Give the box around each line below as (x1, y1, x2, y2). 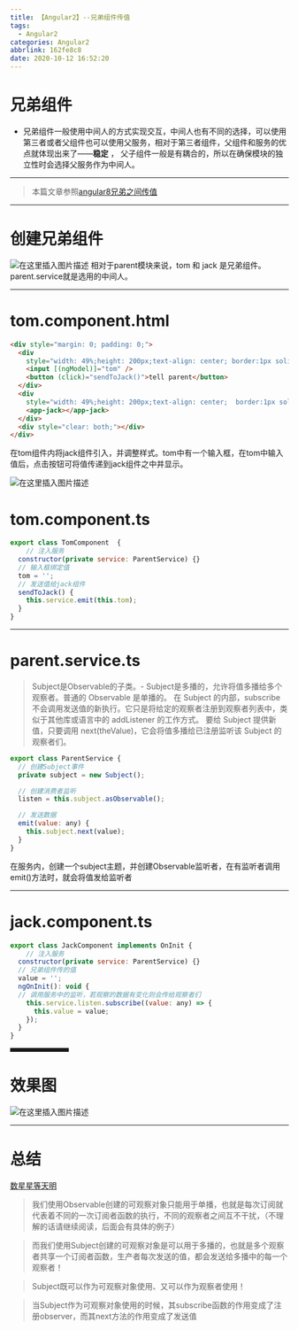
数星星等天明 (10, 1180, 57, 1191)
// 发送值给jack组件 (18, 579, 86, 589)
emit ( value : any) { (18, 819, 90, 828)
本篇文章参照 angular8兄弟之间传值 (31, 186, 157, 197)
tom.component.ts (10, 509, 150, 530)
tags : (10, 21, 30, 30)
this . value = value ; (33, 1007, 110, 1016)
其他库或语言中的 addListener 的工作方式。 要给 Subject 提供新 (47, 714, 277, 724)
